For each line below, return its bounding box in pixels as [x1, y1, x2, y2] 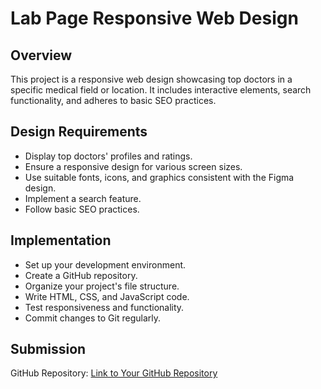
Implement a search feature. [24, 192, 142, 204]
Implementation [10, 232, 112, 249]
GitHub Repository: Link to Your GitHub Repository [10, 367, 218, 379]
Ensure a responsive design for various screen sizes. [24, 160, 243, 172]
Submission [10, 341, 87, 358]
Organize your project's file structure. [24, 280, 180, 292]
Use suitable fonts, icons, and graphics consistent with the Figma [24, 171, 295, 183]
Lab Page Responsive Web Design [10, 7, 299, 30]
